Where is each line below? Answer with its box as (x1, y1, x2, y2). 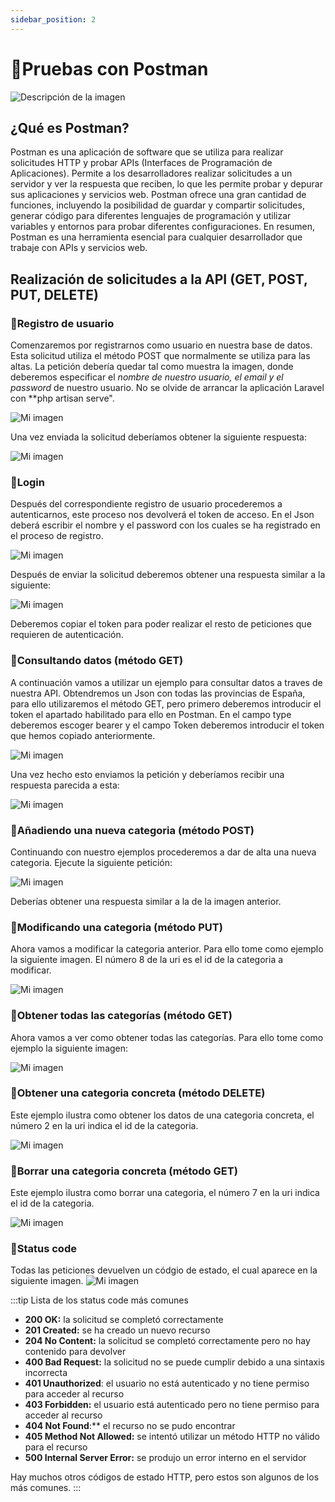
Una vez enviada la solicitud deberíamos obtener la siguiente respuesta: (10, 431, 308, 443)
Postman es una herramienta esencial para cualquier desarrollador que (10, 231, 303, 243)
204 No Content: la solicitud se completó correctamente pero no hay (24, 1335, 311, 1347)
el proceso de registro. (10, 530, 104, 542)
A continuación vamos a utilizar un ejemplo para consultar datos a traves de (10, 676, 323, 688)
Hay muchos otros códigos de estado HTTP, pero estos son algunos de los (10, 1471, 320, 1483)
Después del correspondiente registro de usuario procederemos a (10, 498, 283, 510)
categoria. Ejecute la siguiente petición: (10, 856, 173, 868)
